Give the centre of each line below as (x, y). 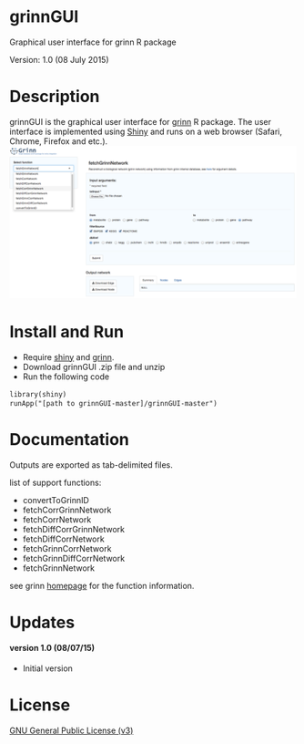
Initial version (47, 668)
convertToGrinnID (56, 500)
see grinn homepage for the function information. (102, 585)
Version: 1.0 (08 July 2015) (59, 59)
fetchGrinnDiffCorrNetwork (74, 558)
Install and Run (67, 331)
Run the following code (66, 377)
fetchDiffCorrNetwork (63, 539)
